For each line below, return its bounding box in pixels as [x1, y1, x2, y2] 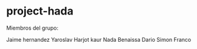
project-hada [6, 4, 74, 18]
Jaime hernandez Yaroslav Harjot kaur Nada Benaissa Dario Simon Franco [6, 36, 192, 43]
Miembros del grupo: [6, 24, 59, 31]
